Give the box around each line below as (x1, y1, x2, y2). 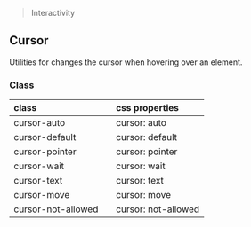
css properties (115, 102, 180, 114)
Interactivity (30, 8, 76, 18)
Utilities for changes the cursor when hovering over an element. (9, 57, 243, 67)
